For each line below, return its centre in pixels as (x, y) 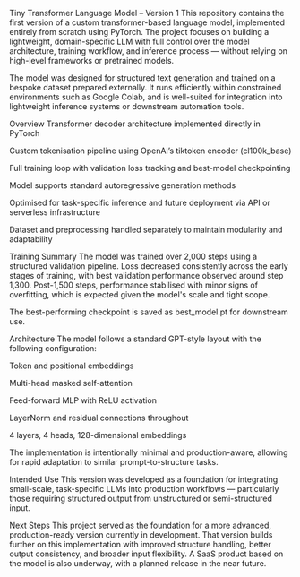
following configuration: (53, 348)
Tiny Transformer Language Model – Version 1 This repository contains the (147, 13)
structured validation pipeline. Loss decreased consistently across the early (149, 266)
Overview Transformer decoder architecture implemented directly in (135, 124)
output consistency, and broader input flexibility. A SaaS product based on (146, 554)
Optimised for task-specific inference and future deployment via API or (140, 202)
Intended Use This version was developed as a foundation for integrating (144, 479)
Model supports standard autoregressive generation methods (123, 185)
